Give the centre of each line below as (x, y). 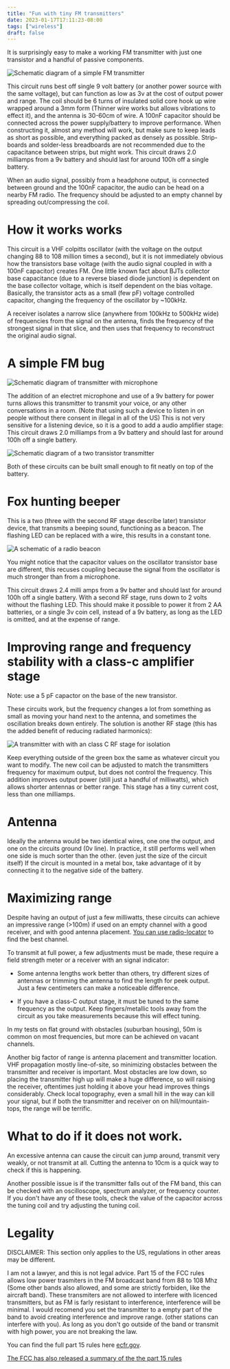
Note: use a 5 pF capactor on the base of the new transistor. (92, 696)
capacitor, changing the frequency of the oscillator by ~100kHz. (97, 300)
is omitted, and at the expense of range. (64, 619)
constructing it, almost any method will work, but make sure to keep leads (112, 130)
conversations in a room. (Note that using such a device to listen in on (106, 411)
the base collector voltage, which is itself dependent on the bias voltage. (110, 286)
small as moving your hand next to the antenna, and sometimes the (102, 716)
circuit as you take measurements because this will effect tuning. (109, 1016)
